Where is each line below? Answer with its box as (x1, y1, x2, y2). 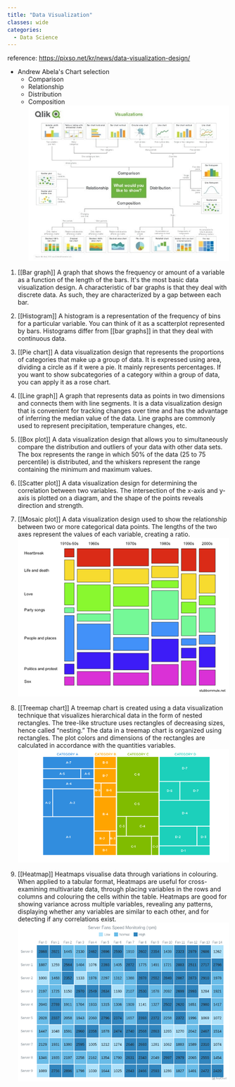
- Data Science (13, 34, 58, 41)
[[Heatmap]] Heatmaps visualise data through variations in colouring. (17, 870, 218, 878)
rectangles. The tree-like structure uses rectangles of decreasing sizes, (17, 719, 225, 727)
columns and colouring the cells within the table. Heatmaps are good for (17, 892, 227, 901)
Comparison (27, 75, 64, 84)
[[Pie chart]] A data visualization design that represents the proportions (17, 348, 224, 356)
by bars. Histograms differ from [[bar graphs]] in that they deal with (17, 327, 213, 335)
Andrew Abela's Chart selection (17, 68, 110, 76)
